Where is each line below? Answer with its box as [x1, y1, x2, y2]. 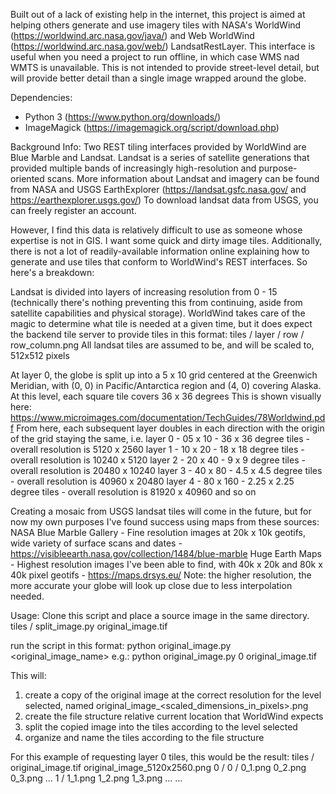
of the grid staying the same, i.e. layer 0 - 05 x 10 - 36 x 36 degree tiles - [10, 433, 310, 444]
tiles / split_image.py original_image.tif [10, 620, 168, 632]
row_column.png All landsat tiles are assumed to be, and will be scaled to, [10, 339, 315, 351]
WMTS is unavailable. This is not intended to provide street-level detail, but [10, 62, 320, 73]
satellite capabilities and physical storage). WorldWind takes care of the [10, 307, 306, 319]
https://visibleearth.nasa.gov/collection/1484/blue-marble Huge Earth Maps [10, 548, 322, 559]
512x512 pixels [10, 350, 70, 361]
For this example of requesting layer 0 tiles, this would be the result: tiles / [10, 751, 315, 763]
